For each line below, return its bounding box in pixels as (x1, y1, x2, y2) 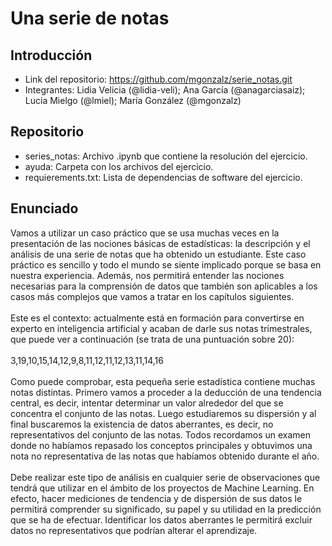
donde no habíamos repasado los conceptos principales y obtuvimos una (10, 439, 313, 451)
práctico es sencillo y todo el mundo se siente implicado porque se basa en (10, 258, 322, 271)
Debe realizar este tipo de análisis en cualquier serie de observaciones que (10, 471, 321, 483)
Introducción (10, 47, 93, 64)
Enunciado (10, 200, 79, 217)
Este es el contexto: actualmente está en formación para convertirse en (10, 312, 305, 324)
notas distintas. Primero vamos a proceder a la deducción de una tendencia (10, 386, 322, 398)
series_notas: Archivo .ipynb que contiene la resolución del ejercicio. (24, 150, 308, 162)
